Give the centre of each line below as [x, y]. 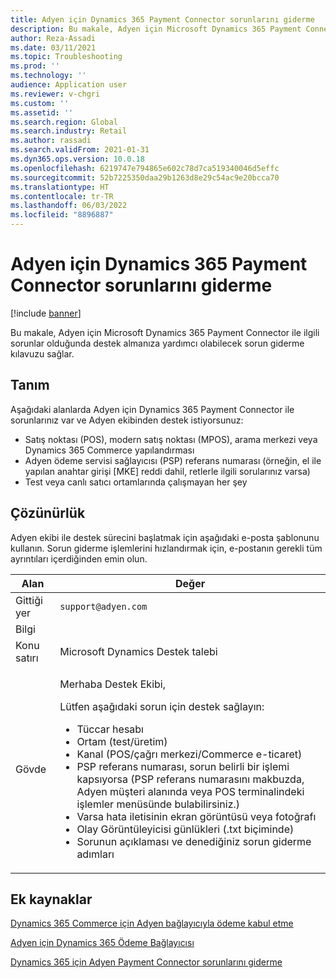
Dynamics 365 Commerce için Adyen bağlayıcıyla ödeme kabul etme [152, 923]
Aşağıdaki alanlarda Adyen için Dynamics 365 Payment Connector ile [152, 409]
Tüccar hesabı [110, 729]
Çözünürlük [48, 513]
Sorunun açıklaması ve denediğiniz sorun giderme [194, 841]
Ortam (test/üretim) [122, 741]
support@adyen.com [103, 606]
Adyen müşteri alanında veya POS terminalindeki [190, 791]
